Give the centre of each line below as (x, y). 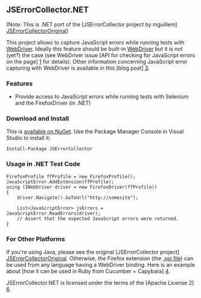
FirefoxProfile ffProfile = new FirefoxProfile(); (71, 177)
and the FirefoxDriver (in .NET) (53, 103)
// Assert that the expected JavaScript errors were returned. (98, 219)
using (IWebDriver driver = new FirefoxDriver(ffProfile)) (82, 187)
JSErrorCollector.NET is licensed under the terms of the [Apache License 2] (100, 283)
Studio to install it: (29, 138)
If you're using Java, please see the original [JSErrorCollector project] (93, 252)
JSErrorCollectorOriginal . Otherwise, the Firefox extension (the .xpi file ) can (100, 258)
